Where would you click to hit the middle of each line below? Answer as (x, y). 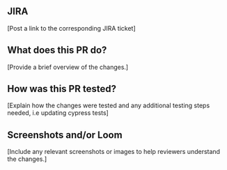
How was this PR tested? (62, 89)
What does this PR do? (57, 51)
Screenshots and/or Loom (65, 135)
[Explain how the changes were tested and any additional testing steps (109, 106)
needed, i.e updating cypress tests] (58, 113)
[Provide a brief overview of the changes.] (68, 67)
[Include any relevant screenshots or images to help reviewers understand (114, 152)
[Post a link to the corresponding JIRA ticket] (71, 28)
